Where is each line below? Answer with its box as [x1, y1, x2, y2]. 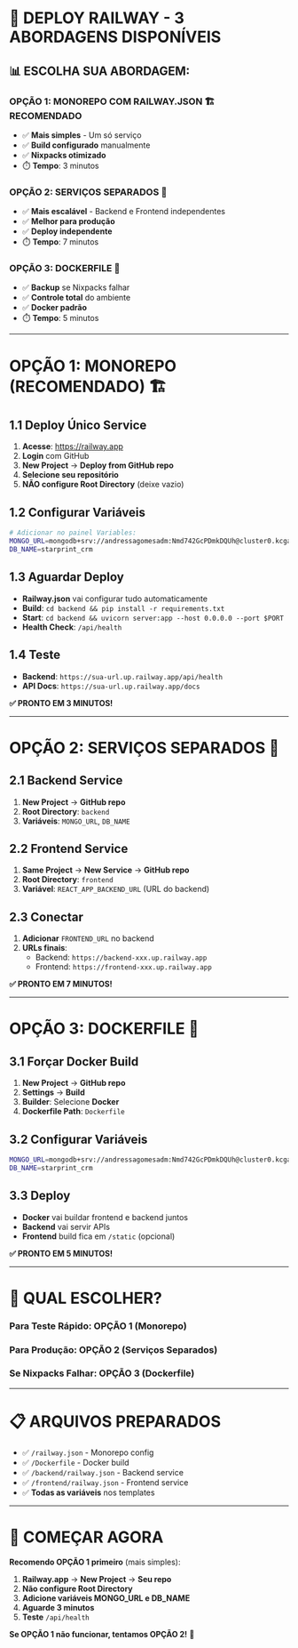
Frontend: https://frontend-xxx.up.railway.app [35, 961, 213, 972]
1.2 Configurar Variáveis [9, 504, 146, 519]
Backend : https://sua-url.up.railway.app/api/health [21, 671, 223, 681]
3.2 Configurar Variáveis [9, 1131, 148, 1146]
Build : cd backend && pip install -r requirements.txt [21, 602, 225, 613]
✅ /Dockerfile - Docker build [21, 1457, 130, 1467]
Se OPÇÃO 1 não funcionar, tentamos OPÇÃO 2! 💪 [9, 1628, 195, 1639]
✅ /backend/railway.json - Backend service [21, 1467, 184, 1477]
